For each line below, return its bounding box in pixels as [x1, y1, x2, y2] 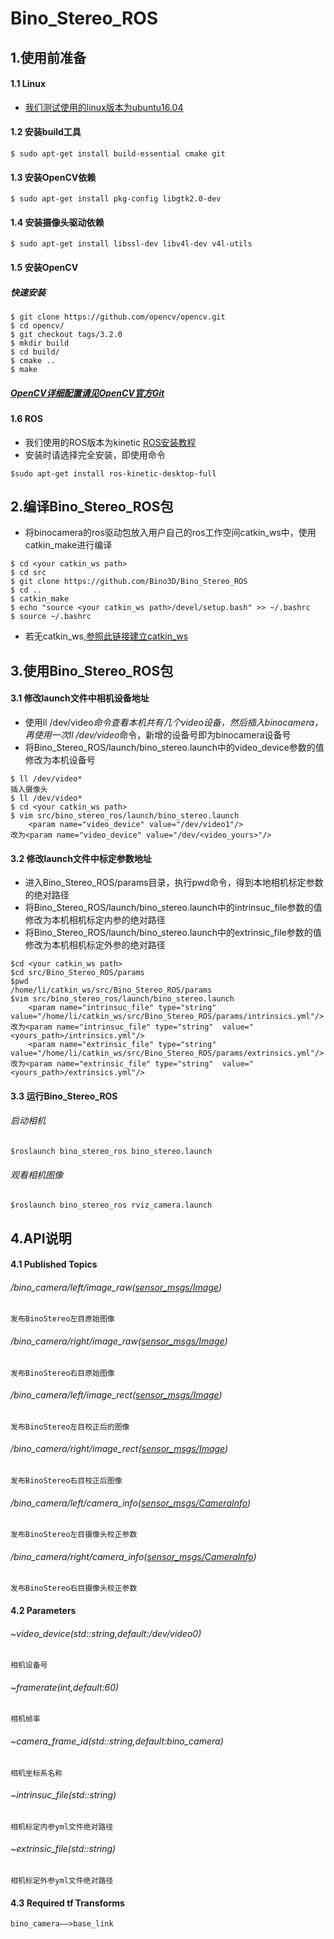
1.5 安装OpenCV [10, 261, 79, 273]
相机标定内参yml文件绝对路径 [10, 1822, 114, 1832]
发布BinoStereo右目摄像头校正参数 [10, 1583, 138, 1594]
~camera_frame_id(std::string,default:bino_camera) [10, 1735, 224, 1747]
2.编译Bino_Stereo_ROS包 [10, 498, 174, 515]
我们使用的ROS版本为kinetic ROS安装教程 [24, 436, 197, 448]
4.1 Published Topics [10, 1258, 98, 1271]
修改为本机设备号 [24, 753, 96, 766]
